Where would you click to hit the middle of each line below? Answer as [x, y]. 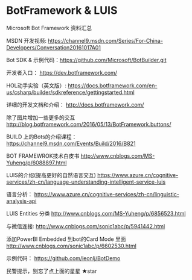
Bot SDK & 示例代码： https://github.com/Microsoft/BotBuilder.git [87, 60]
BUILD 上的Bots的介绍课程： [42, 137]
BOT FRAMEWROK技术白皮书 [43, 156]
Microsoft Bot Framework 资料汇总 [49, 28]
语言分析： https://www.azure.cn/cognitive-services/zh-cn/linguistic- [93, 194]
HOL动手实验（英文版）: [37, 86]
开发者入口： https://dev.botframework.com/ [62, 72]
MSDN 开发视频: [27, 40]
